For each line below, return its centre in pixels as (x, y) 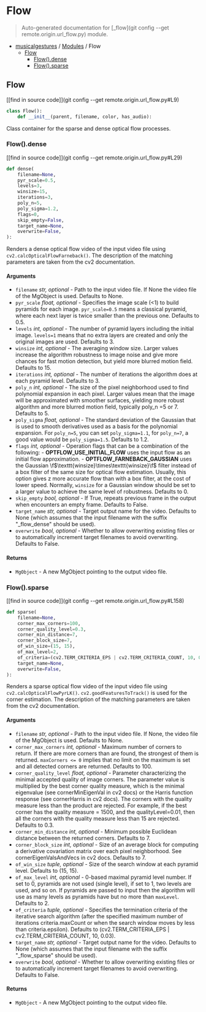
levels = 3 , (30, 186)
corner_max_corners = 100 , (49, 623)
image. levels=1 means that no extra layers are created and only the (101, 335)
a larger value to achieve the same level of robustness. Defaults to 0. (102, 492)
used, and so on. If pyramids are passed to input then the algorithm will (105, 890)
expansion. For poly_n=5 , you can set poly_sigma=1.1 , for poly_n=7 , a (102, 433)
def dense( (20, 169)
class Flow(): (25, 111)
